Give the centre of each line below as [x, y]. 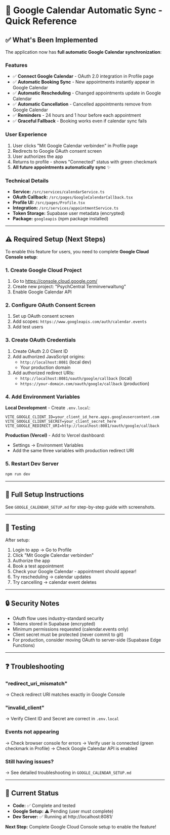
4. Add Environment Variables [43, 396]
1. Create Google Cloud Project [44, 270]
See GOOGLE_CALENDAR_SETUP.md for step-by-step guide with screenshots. [80, 507]
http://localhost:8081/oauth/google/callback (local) [76, 378]
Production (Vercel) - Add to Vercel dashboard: [55, 435]
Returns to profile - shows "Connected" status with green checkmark [85, 161]
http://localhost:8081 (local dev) [56, 362]
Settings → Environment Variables [48, 445]
